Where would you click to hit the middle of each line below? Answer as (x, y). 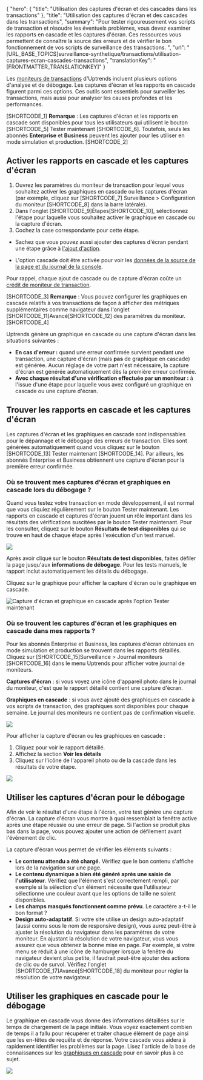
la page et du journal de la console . (59, 266)
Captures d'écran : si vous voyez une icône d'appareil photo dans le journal (101, 681)
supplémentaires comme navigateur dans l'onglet (68, 309)
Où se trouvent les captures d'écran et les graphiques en (92, 623)
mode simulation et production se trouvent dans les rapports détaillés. (94, 650)
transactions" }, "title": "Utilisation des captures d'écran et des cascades (97, 15)
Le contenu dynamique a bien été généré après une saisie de (93, 874)
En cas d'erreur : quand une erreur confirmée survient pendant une (100, 352)
